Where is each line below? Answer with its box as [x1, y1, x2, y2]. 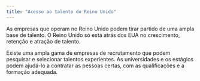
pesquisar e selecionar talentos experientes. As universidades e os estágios [6, 55, 193, 63]
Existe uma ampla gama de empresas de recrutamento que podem [6, 49, 171, 57]
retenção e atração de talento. [6, 38, 81, 45]
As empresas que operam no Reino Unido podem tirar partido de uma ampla [6, 25, 195, 32]
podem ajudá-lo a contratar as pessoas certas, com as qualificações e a [6, 62, 184, 69]
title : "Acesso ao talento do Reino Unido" [6, 8, 117, 15]
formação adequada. [6, 68, 58, 75]
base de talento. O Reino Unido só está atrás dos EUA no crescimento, [6, 31, 180, 39]
